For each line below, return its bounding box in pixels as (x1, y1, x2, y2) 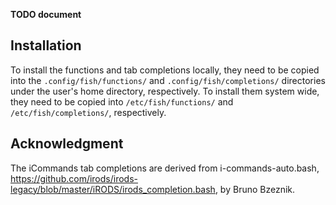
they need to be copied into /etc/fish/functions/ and (10, 95, 234, 108)
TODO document (10, 9, 82, 20)
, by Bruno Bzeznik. (214, 183, 296, 195)
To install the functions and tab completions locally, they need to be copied (10, 64, 320, 76)
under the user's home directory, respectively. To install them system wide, (10, 85, 320, 97)
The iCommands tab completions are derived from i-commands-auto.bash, (10, 162, 320, 174)
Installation (10, 37, 82, 54)
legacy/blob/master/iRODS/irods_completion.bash (10, 183, 216, 195)
